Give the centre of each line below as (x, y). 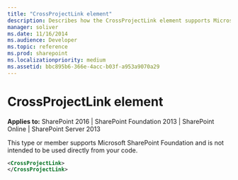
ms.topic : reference (38, 47)
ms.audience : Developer (42, 40)
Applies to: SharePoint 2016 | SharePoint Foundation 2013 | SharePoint (111, 121)
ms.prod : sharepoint (38, 54)
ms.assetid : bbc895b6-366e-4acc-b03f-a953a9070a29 (84, 67)
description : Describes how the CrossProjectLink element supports (109, 21)
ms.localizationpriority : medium (57, 60)
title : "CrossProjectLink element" (60, 14)
